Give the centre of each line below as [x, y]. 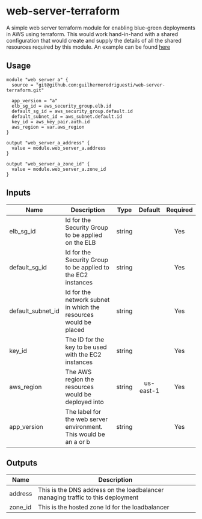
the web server [87, 419]
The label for [83, 411]
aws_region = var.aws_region [48, 127]
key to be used [86, 347]
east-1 [149, 390]
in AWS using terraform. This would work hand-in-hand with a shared [92, 34]
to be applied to [87, 267]
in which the [83, 307]
